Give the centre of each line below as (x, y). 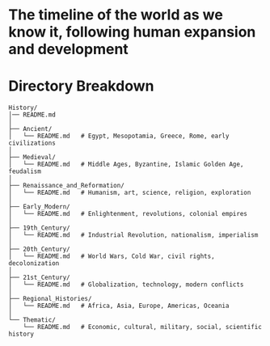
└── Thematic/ (32, 320)
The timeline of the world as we (116, 15)
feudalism (25, 171)
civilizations (32, 143)
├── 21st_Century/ (39, 278)
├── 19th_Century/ (39, 228)
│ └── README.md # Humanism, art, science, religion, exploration (130, 193)
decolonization (34, 264)
